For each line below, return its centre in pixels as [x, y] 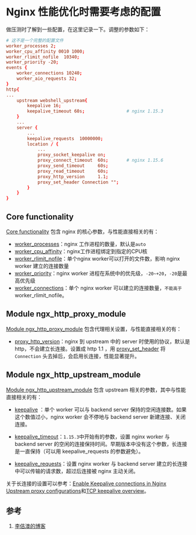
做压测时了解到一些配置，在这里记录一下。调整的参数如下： [78, 29]
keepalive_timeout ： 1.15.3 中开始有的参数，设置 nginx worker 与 [92, 437]
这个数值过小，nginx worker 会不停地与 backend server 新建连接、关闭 [100, 417]
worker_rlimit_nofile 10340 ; [43, 57]
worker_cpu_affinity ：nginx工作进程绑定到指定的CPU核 [81, 251]
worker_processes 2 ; [31, 46]
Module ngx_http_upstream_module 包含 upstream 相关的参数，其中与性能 [96, 390]
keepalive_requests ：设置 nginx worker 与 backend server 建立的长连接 [101, 464]
